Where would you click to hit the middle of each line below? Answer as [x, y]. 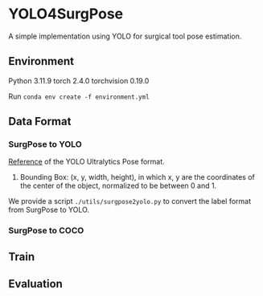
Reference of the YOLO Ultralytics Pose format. [86, 162]
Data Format [40, 122]
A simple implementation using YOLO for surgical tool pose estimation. [125, 36]
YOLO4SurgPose [66, 14]
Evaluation [35, 284]
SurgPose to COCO [46, 231]
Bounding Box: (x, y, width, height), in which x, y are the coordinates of [138, 177]
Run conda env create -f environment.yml [79, 96]
